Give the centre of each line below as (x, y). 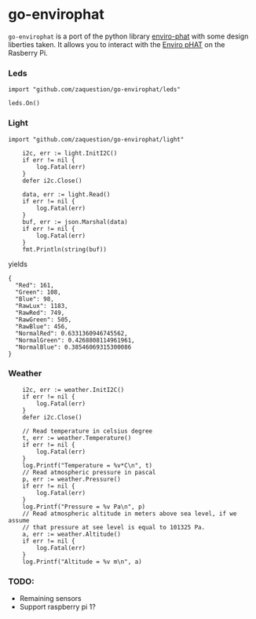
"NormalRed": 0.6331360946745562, (71, 333)
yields (18, 264)
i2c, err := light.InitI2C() (70, 153)
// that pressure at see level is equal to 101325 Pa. (114, 527)
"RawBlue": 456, (42, 326)
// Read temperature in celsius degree (88, 431)
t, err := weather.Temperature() (77, 438)
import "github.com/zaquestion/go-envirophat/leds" (94, 90)
